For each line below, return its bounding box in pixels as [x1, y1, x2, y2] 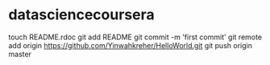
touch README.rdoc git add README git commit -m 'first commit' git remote [8, 32, 263, 42]
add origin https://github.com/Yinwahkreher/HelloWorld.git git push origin [8, 40, 252, 50]
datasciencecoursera [8, 6, 155, 24]
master [8, 49, 32, 59]
